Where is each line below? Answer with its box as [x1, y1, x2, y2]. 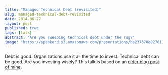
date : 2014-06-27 [5, 16, 41, 21]
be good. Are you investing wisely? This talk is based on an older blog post [5, 58, 159, 65]
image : [5, 40, 19, 45]
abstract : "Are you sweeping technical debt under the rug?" [5, 35, 135, 40]
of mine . [5, 64, 22, 70]
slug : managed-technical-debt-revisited [5, 12, 91, 17]
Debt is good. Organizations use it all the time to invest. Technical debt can [5, 53, 159, 59]
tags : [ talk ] [5, 30, 32, 35]
